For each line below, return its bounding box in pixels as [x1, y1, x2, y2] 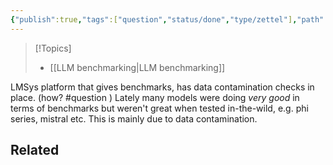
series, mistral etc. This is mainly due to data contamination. [10, 112, 258, 125]
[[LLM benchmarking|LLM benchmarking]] [49, 61, 226, 73]
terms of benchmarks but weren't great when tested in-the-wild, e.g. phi [10, 102, 309, 114]
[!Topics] [34, 42, 72, 54]
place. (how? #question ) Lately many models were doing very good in [10, 91, 300, 103]
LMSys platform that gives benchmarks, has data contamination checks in [10, 81, 315, 93]
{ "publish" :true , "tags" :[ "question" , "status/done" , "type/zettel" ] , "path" [10, 14, 325, 25]
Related [10, 142, 60, 159]
